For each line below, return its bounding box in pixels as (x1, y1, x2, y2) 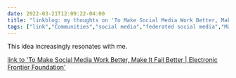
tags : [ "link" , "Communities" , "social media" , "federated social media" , (7, 23, 221, 30)
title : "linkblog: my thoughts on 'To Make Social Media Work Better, (7, 17, 218, 24)
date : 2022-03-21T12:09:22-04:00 (7, 10, 105, 17)
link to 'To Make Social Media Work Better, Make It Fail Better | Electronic (7, 56, 218, 64)
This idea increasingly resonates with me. (7, 42, 128, 51)
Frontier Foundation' (7, 63, 66, 72)
